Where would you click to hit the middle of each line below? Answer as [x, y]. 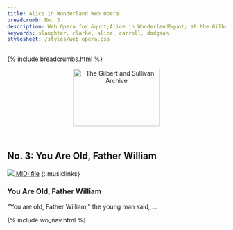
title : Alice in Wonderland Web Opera [63, 14]
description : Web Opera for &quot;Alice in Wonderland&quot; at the [108, 26]
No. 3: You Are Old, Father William [82, 156]
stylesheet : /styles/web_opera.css [59, 39]
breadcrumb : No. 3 [34, 20]
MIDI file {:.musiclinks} [48, 173]
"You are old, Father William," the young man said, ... [82, 206]
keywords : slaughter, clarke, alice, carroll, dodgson [88, 33]
